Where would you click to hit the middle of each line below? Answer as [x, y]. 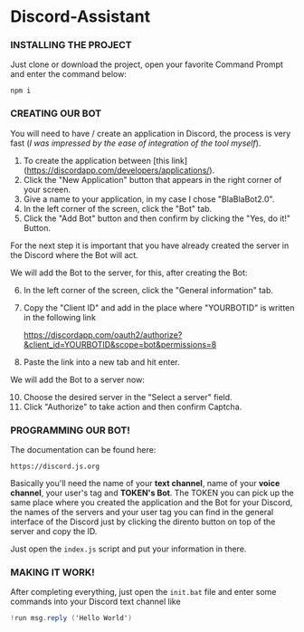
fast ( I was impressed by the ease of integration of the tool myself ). [136, 143]
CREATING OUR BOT [56, 113]
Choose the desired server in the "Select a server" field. [128, 397]
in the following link [59, 317]
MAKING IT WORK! [53, 572]
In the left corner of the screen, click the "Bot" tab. [118, 208]
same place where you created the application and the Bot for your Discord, [152, 503]
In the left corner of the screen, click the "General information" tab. [148, 290]
